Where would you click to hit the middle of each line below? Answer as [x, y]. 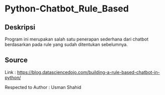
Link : [10, 72]
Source [16, 60]
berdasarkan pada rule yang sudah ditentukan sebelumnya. [66, 44]
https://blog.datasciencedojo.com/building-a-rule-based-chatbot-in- [88, 72]
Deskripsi [20, 27]
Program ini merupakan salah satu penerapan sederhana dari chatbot [77, 39]
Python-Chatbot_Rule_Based [67, 9]
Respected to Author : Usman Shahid [43, 87]
